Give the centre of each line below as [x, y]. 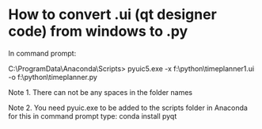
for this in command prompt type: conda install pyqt [93, 116]
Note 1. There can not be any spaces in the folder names [101, 92]
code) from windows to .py [98, 31]
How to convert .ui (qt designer [113, 15]
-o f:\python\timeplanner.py [53, 77]
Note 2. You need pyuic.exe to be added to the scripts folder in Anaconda [128, 108]
